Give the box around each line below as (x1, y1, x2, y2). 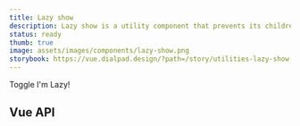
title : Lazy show (9, 13, 74, 22)
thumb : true (9, 38, 54, 47)
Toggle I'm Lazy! (9, 80, 71, 89)
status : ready (9, 29, 62, 38)
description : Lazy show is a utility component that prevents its (9, 21, 262, 30)
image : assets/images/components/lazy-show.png (9, 46, 190, 55)
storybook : (9, 55, 50, 63)
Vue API (9, 105, 55, 121)
